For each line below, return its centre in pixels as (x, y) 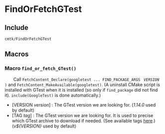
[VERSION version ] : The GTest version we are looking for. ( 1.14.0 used (84, 105)
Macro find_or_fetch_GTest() (41, 68)
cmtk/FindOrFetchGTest (28, 39)
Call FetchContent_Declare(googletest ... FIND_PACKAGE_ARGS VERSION (86, 79)
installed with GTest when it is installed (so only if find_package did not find (81, 90)
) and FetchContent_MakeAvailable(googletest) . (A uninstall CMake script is (82, 84)
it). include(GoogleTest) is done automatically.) (53, 95)
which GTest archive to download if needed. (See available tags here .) (83, 121)
